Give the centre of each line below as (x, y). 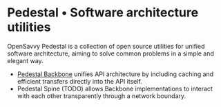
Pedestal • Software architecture (103, 13)
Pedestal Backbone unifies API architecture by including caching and (115, 74)
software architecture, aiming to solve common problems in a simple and (110, 53)
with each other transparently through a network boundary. (102, 96)
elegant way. (25, 60)
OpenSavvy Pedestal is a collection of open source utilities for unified (106, 46)
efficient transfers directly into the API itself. (80, 81)
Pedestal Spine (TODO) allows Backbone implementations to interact (115, 88)
